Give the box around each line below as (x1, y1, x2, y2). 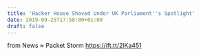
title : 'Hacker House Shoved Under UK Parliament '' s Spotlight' (7, 10, 195, 17)
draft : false (7, 23, 45, 29)
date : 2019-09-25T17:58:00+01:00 (7, 16, 103, 23)
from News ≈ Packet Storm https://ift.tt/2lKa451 (7, 42, 142, 50)
